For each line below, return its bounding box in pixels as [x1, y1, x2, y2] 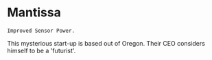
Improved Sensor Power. [7, 27, 75, 34]
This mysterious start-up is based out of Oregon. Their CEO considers [7, 39, 206, 47]
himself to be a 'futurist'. [7, 46, 76, 55]
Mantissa [7, 5, 62, 20]
